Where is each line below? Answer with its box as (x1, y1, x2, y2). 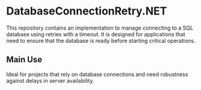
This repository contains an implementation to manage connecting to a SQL (6, 24, 194, 31)
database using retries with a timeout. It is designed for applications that (6, 30, 185, 37)
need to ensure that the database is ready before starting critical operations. (6, 37, 196, 44)
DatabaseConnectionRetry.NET (6, 4, 167, 18)
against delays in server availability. (6, 77, 94, 84)
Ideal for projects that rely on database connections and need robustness (6, 71, 188, 78)
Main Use (6, 54, 43, 65)
